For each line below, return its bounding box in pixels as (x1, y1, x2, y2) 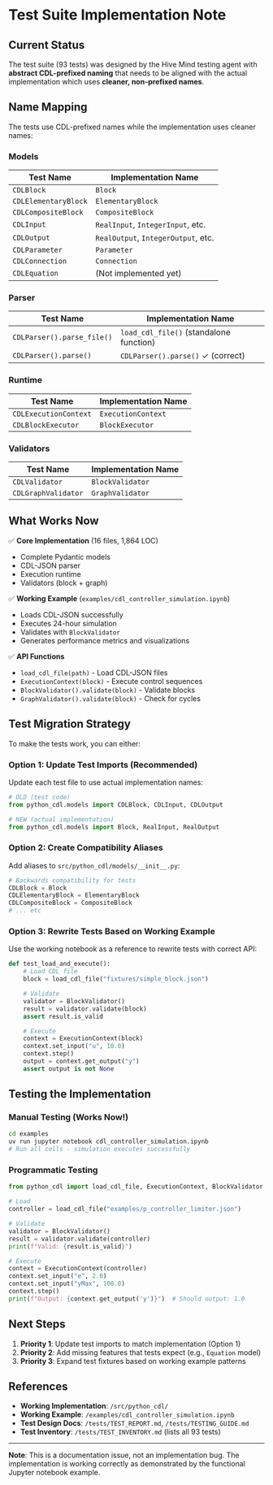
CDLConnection (12, 257, 67, 266)
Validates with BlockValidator (19, 627, 120, 637)
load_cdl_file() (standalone (120, 327, 231, 338)
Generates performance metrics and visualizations (19, 635, 190, 645)
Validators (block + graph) (19, 578, 108, 587)
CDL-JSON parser (19, 561, 81, 570)
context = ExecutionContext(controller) (8, 1265, 148, 1273)
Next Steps (8, 1318, 66, 1331)
